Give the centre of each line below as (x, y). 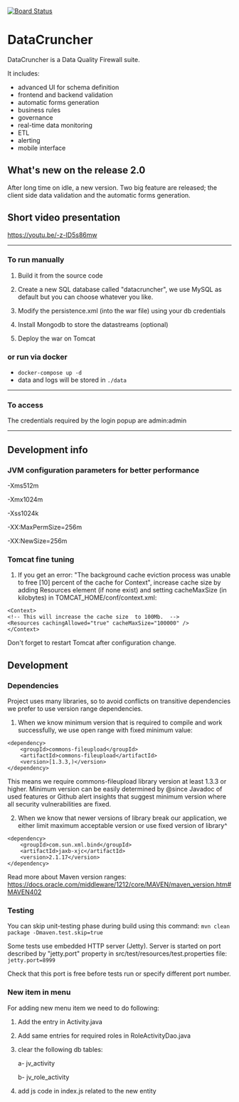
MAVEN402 (25, 892)
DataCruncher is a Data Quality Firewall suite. (74, 59)
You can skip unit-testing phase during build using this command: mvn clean (118, 926)
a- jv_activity (36, 1063)
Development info (48, 450)
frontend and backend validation (65, 95)
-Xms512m (23, 486)
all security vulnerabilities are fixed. (59, 804)
